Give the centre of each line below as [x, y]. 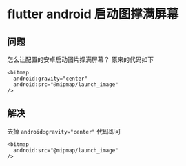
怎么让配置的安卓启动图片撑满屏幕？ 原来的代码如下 [80, 60]
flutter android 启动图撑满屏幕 [93, 14]
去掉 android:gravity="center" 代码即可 [64, 131]
